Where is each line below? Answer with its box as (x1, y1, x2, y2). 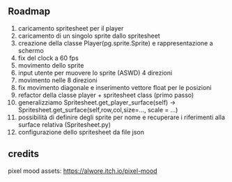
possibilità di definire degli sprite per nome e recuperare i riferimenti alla (17, 113, 225, 121)
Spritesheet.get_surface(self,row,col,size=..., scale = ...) (17, 105, 178, 114)
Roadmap (8, 6, 51, 17)
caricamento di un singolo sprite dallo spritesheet (17, 31, 160, 40)
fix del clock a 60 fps (17, 54, 79, 62)
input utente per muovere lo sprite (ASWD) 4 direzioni (17, 68, 173, 77)
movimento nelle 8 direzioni (17, 76, 98, 84)
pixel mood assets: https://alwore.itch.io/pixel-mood (8, 167, 157, 175)
